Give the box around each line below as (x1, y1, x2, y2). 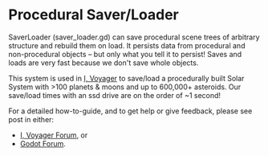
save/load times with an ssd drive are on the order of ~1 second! (8, 90, 221, 100)
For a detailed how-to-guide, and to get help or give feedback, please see (8, 106, 253, 116)
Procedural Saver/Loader (8, 6, 179, 24)
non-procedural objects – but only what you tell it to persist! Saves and (8, 49, 242, 59)
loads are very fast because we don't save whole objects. (8, 58, 199, 68)
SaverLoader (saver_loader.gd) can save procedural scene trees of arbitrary (8, 32, 260, 42)
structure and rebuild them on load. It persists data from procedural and (8, 40, 246, 50)
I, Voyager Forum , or (19, 130, 88, 140)
